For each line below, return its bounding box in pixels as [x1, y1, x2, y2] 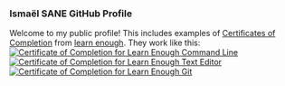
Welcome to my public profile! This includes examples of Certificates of [9, 28, 276, 39]
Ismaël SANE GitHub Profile [9, 7, 133, 20]
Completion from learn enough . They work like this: [9, 37, 201, 48]
